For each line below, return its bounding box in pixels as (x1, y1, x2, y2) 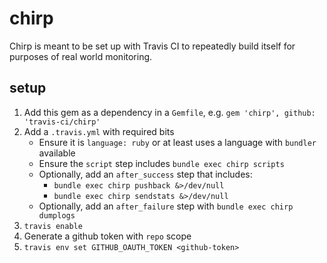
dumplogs (38, 210, 76, 221)
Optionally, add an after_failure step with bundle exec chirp (38, 200, 294, 212)
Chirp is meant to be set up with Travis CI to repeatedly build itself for (9, 40, 296, 52)
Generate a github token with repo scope (23, 230, 192, 242)
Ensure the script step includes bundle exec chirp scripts (38, 157, 285, 169)
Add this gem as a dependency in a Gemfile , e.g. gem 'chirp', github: (23, 106, 316, 118)
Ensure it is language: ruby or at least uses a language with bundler (38, 136, 317, 148)
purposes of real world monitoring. (9, 50, 153, 62)
